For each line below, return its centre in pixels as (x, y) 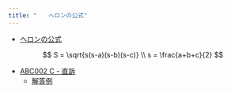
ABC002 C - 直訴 (47, 71)
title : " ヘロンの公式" (48, 15)
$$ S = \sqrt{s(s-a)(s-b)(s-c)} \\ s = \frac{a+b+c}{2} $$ (133, 54)
